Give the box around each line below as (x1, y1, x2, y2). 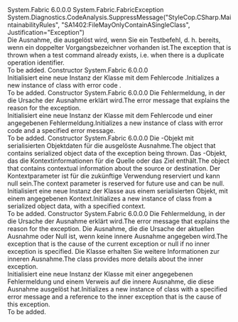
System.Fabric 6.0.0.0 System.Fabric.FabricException (7, 6, 164, 14)
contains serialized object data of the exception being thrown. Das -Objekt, (7, 149, 227, 157)
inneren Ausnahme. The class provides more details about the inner (7, 254, 204, 263)
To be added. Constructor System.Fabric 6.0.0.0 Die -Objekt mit (7, 134, 194, 142)
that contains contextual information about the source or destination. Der (7, 164, 221, 172)
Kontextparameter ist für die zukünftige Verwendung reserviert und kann (7, 172, 220, 180)
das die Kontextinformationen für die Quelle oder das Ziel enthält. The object (7, 156, 229, 165)
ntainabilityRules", (7, 21, 60, 29)
